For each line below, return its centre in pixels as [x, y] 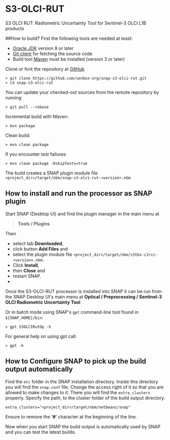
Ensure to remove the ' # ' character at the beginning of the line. [71, 417]
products [15, 28]
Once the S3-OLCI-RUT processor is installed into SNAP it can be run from [83, 291]
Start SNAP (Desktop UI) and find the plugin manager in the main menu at [82, 214]
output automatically [39, 369]
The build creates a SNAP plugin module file [52, 173]
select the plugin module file [42, 254]
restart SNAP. [27, 276]
